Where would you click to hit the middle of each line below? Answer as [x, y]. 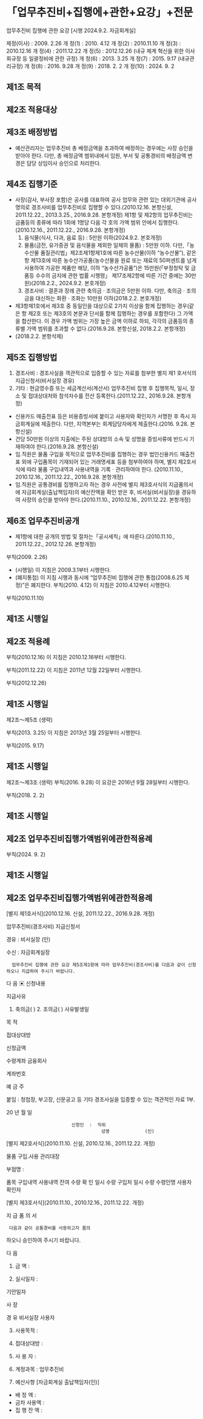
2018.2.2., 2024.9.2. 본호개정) [69, 283]
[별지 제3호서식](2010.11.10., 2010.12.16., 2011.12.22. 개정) [75, 1203]
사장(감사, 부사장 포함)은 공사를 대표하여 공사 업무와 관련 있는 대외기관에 [100, 200]
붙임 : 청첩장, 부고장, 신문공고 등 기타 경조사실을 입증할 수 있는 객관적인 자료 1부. [101, 1100]
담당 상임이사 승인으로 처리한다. [64, 163]
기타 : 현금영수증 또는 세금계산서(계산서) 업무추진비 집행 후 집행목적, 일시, [102, 388]
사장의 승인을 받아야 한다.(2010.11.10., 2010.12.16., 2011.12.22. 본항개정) [106, 500]
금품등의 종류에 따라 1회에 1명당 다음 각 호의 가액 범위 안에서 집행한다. [97, 223]
